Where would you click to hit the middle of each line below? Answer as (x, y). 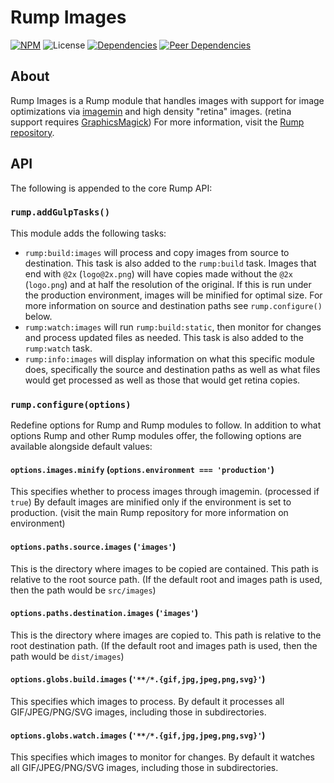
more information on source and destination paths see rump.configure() (173, 305)
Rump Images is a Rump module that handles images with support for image (167, 100)
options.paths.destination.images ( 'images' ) (104, 613)
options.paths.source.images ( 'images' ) (93, 546)
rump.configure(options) (71, 404)
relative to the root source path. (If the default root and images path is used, (166, 579)
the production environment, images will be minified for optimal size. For (173, 295)
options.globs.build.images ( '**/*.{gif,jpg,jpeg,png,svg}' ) (138, 679)
